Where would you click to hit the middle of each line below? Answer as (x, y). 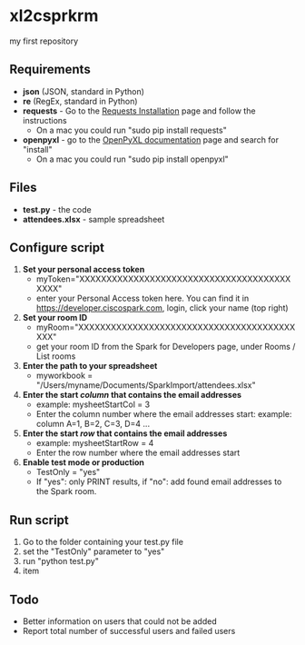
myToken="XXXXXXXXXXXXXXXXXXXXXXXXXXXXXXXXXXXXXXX (163, 279)
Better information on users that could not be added (119, 621)
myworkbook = (64, 376)
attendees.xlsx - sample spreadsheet (93, 219)
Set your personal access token (84, 270)
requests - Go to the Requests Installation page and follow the (139, 111)
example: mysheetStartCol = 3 (93, 404)
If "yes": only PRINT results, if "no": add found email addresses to (159, 481)
